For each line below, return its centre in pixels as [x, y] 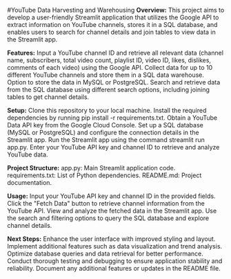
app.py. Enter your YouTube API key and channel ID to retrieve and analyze [113, 147]
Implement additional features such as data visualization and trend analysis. [115, 246]
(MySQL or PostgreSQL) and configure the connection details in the [103, 132]
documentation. [30, 182]
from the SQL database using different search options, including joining [109, 90]
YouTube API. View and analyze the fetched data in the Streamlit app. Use [112, 211]
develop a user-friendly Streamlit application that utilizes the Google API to [113, 17]
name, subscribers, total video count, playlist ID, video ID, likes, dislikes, [109, 60]
